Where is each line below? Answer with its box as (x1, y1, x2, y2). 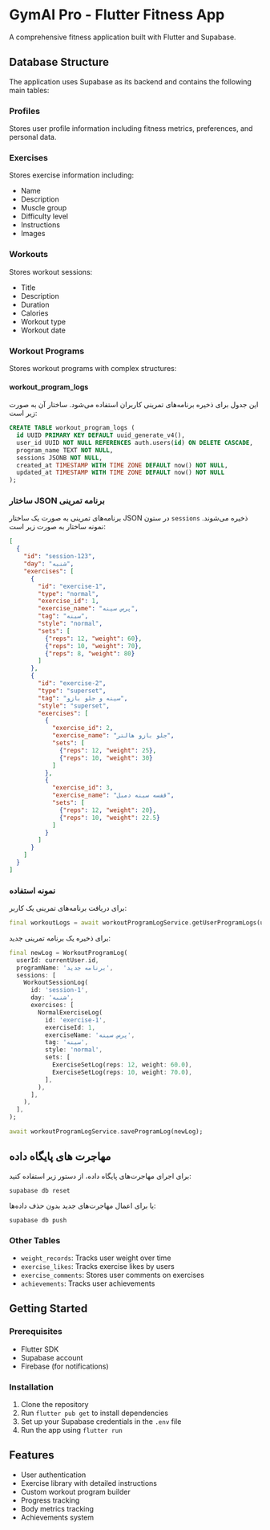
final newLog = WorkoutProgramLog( (9, 949, 128, 957)
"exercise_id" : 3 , (51, 784, 114, 792)
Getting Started (9, 1302, 88, 1316)
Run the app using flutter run (20, 1426, 123, 1435)
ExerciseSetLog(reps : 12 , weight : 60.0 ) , (51, 1061, 193, 1069)
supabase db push (9, 1216, 67, 1224)
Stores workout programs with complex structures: (9, 363, 177, 373)
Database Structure (9, 55, 109, 69)
